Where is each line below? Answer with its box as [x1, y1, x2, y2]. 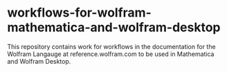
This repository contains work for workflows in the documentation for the [7, 42, 216, 51]
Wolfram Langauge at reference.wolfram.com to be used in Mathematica [7, 50, 215, 58]
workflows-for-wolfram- [7, 5, 152, 21]
